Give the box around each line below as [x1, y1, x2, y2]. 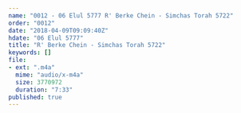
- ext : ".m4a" [8, 64, 56, 72]
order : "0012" [8, 19, 56, 27]
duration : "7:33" [15, 85, 73, 94]
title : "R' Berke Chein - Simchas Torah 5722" [8, 41, 166, 49]
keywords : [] [8, 49, 52, 56]
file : [8, 56, 26, 64]
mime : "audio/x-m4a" [15, 71, 84, 79]
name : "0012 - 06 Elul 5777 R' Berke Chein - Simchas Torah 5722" [8, 11, 234, 20]
